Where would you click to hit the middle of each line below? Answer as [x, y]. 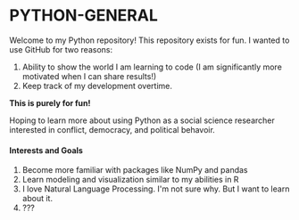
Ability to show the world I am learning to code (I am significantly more [152, 67]
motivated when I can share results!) [89, 76]
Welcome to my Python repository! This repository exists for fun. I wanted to [149, 40]
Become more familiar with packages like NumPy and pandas [135, 170]
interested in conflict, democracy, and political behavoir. [112, 129]
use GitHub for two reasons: [61, 49]
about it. [37, 199]
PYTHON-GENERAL [83, 16]
